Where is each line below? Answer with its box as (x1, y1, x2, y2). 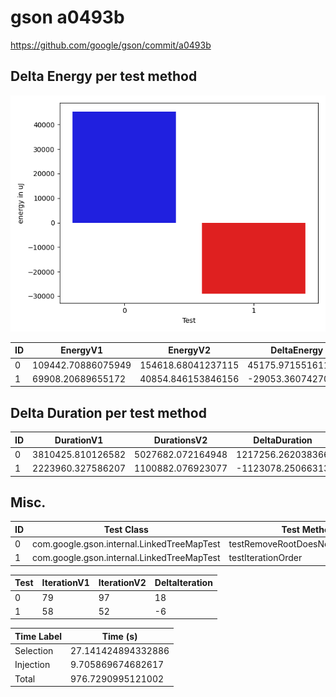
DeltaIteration (154, 577, 213, 589)
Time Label (14, 630, 63, 642)
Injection (14, 659, 51, 671)
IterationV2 (98, 577, 147, 589)
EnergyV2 (168, 344, 212, 356)
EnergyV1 (60, 344, 103, 356)
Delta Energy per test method (10, 68, 198, 85)
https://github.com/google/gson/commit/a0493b (10, 39, 212, 51)
